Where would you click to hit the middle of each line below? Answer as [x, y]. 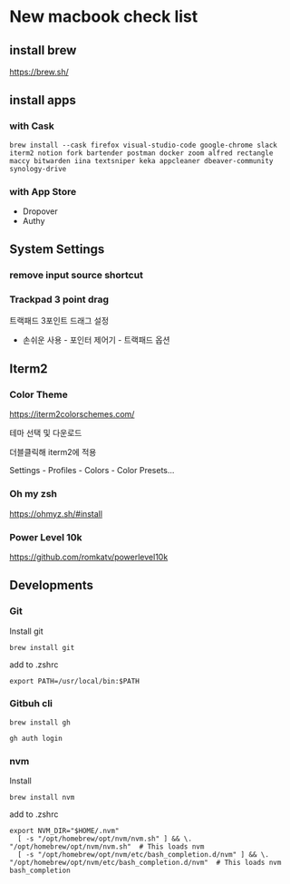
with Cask [32, 126]
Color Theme [39, 394]
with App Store [43, 191]
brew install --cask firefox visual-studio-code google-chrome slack [144, 145]
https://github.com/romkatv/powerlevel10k [89, 557]
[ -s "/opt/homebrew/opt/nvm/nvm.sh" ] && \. [105, 839]
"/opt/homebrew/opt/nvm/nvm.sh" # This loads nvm [107, 847]
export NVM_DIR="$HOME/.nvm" [64, 831]
